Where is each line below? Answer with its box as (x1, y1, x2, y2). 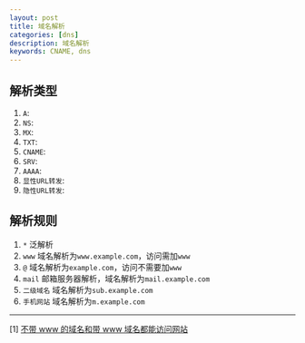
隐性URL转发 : (22, 184, 65, 195)
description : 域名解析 (9, 38, 90, 48)
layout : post (9, 13, 59, 23)
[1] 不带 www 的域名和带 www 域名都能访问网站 (9, 323, 189, 334)
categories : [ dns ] (9, 30, 79, 39)
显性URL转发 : (22, 174, 65, 186)
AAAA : (22, 165, 43, 176)
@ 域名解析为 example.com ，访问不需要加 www (22, 261, 182, 272)
